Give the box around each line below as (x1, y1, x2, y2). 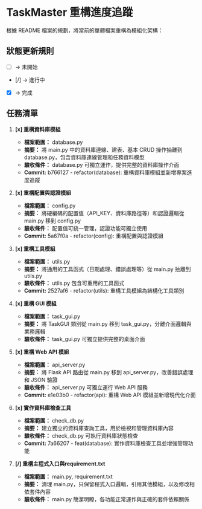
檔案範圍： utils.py (24, 258, 71, 265)
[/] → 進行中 (14, 76, 45, 83)
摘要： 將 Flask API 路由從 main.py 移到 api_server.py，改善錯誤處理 (24, 368, 194, 375)
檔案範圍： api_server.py (24, 361, 86, 368)
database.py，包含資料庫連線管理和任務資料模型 (24, 154, 145, 161)
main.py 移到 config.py (24, 217, 81, 224)
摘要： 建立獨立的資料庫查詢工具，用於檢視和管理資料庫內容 (24, 424, 174, 432)
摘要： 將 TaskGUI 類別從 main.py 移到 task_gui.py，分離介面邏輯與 (24, 320, 192, 327)
